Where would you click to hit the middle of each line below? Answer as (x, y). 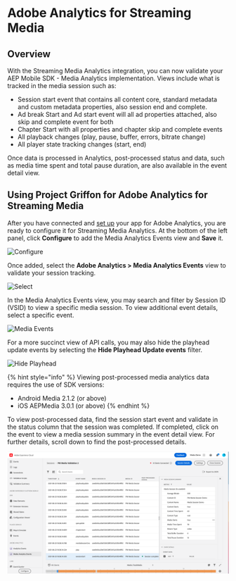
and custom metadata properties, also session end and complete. (112, 107)
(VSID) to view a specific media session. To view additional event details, (113, 307)
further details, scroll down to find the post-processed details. (97, 442)
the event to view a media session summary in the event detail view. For (111, 434)
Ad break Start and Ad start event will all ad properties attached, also (117, 114)
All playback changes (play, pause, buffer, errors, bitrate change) (111, 137)
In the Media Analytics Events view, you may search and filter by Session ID (117, 300)
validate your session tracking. (52, 273)
